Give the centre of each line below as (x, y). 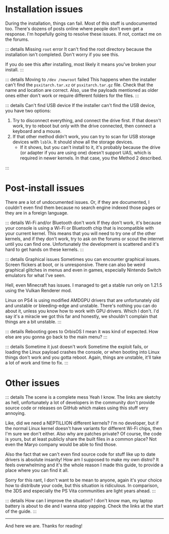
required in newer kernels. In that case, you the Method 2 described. (91, 158)
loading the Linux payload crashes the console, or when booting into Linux (82, 352)
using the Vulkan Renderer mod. (38, 290)
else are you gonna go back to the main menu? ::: (56, 337)
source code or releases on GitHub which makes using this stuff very (77, 408)
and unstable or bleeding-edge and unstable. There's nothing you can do (81, 305)
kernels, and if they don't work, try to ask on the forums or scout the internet (84, 239)
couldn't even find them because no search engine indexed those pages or (83, 207)
